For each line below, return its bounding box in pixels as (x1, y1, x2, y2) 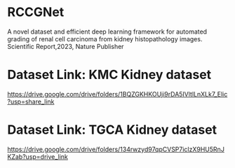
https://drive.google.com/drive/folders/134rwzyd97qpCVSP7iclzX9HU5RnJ (7, 145, 224, 153)
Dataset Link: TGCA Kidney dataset (7, 122, 217, 138)
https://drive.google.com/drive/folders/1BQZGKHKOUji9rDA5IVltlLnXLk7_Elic (7, 90, 228, 98)
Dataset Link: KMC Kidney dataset (7, 67, 212, 83)
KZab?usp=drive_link (7, 152, 69, 161)
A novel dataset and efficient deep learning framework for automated (7, 27, 208, 36)
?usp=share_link (7, 97, 55, 106)
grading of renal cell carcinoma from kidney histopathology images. (7, 34, 203, 43)
